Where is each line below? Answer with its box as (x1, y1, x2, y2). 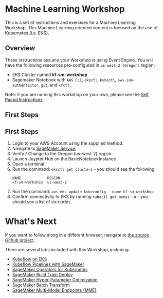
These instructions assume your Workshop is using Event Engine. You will (5, 57, 153, 63)
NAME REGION (12, 176, 61, 180)
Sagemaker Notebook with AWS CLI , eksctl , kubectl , (12, 77, 117, 82)
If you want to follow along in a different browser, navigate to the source (5, 232, 149, 238)
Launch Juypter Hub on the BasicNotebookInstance (12, 156, 116, 161)
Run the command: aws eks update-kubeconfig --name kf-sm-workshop (12, 188, 154, 194)
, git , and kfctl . (38, 82, 71, 88)
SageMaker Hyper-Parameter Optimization (12, 277, 98, 282)
